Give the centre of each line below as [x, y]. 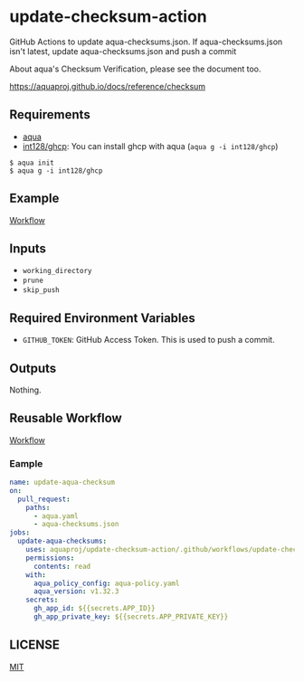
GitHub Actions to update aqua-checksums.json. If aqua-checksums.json [146, 42]
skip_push [41, 290]
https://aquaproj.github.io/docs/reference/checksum [108, 86]
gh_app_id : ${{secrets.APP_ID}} [94, 609]
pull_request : [44, 499]
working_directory [57, 271]
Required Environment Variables [103, 318]
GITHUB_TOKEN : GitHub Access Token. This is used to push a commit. [148, 340]
